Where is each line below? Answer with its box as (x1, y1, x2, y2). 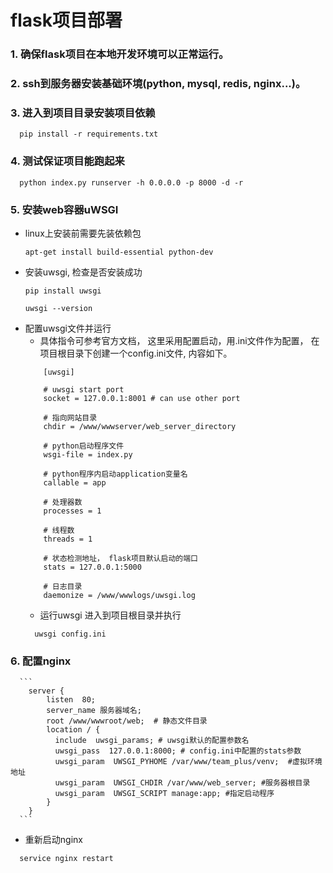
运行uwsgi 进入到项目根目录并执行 (39, 609, 182, 621)
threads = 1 (43, 534, 93, 544)
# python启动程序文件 (43, 441, 125, 451)
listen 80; (46, 695, 97, 705)
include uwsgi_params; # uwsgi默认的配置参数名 (54, 736, 250, 746)
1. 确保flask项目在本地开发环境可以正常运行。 (10, 47, 230, 61)
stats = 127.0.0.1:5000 (43, 562, 142, 572)
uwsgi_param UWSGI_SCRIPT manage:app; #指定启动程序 (54, 789, 275, 799)
